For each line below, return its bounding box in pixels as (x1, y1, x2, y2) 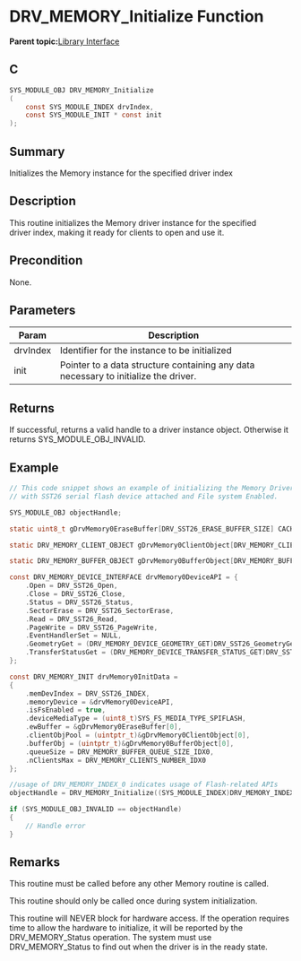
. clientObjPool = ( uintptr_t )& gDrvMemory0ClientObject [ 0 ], (25, 731, 251, 740)
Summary (9, 143, 65, 159)
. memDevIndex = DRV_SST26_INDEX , (25, 688, 150, 698)
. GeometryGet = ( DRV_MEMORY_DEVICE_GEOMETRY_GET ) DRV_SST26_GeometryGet (25, 639, 298, 649)
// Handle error (25, 821, 87, 830)
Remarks (9, 854, 61, 870)
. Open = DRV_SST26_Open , (25, 581, 118, 591)
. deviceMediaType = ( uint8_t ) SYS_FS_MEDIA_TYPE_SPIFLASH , (25, 714, 246, 723)
